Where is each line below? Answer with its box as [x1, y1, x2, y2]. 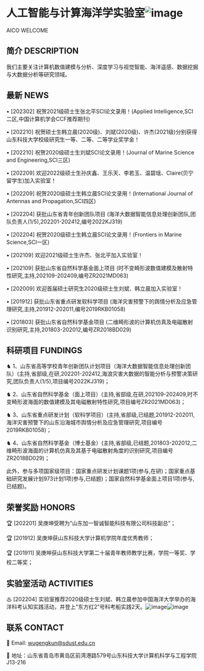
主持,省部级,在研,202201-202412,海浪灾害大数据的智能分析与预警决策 [19, 370, 193, 378]
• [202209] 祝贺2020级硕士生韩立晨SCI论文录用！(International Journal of [6, 190, 194, 197]
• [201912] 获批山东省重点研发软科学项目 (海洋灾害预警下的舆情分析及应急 [6, 297, 192, 305]
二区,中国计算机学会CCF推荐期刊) [6, 115, 90, 122]
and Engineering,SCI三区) [6, 156, 71, 164]
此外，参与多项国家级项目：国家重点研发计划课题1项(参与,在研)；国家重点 [6, 467, 190, 475]
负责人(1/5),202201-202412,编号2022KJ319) [11, 218, 123, 225]
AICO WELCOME [6, 26, 49, 34]
